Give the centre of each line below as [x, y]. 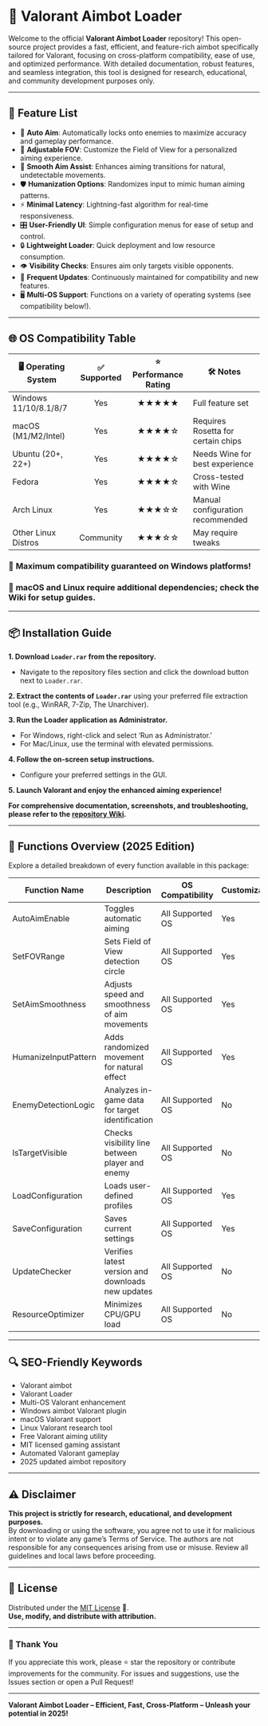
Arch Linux [33, 510]
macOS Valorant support [60, 1420]
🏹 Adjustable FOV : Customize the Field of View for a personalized [128, 149]
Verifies [118, 1251]
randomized [126, 1047]
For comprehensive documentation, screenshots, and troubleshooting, [128, 806]
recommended [220, 519]
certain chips [217, 440]
